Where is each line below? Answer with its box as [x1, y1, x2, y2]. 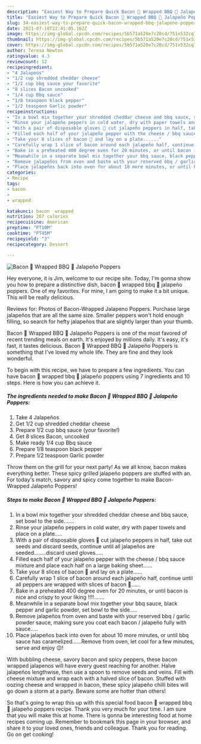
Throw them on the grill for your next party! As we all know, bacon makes [7, 464, 187, 471]
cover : [7, 42, 23, 48]
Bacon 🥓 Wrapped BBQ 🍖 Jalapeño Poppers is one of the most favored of [7, 329, 187, 337]
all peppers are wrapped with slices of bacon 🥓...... [15, 581, 141, 588]
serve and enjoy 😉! [15, 644, 64, 652]
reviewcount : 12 [7, 58, 47, 64]
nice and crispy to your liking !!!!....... [15, 594, 105, 601]
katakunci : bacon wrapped [7, 208, 74, 214]
